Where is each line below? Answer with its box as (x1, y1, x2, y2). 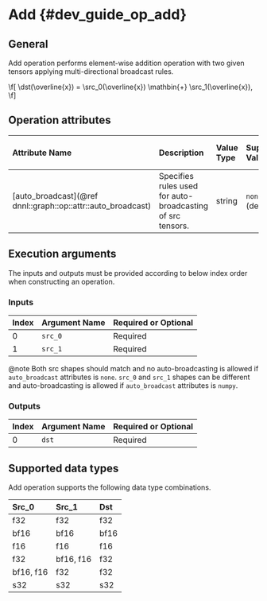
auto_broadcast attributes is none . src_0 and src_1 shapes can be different (8, 372, 250, 382)
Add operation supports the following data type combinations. (8, 483, 211, 492)
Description (158, 147, 204, 158)
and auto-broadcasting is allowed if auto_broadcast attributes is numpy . (8, 380, 238, 390)
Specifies (158, 170, 195, 181)
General (8, 37, 49, 51)
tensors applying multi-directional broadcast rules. (8, 67, 174, 76)
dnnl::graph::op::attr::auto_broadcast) (12, 200, 152, 211)
